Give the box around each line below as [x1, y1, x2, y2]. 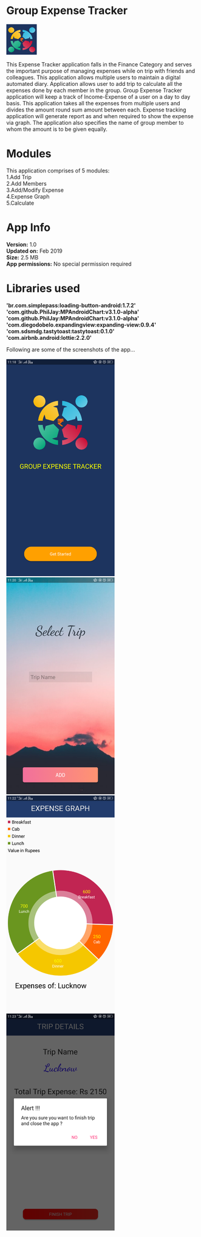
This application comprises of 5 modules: [6, 167, 110, 174]
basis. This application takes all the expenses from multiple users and [6, 99, 180, 107]
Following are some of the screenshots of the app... [6, 345, 135, 353]
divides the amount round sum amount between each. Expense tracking [6, 106, 186, 113]
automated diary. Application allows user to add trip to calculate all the [6, 80, 182, 87]
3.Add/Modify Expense [6, 186, 64, 194]
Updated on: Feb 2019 [6, 247, 63, 255]
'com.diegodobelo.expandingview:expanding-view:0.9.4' [6, 321, 157, 328]
